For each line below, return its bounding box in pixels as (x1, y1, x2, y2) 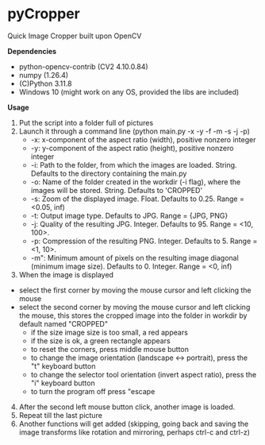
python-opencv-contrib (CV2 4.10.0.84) (18, 61, 148, 72)
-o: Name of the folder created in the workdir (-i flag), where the (30, 176, 241, 187)
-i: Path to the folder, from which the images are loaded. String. (30, 160, 237, 169)
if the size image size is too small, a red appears (30, 327, 188, 337)
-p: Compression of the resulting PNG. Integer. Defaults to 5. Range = (30, 236, 258, 246)
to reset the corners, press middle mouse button (30, 344, 190, 354)
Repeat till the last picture (18, 410, 102, 420)
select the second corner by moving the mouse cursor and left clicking (18, 302, 251, 311)
